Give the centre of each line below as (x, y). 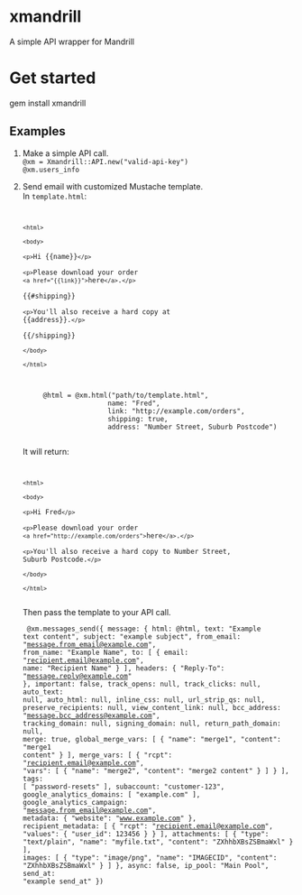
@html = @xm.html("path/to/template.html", (126, 395)
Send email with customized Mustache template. (113, 186)
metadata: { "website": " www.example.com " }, (109, 818)
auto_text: (43, 692)
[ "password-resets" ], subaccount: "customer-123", (124, 787)
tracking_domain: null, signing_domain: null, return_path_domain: (151, 724)
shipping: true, (138, 419)
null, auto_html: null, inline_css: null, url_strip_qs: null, (144, 700)
